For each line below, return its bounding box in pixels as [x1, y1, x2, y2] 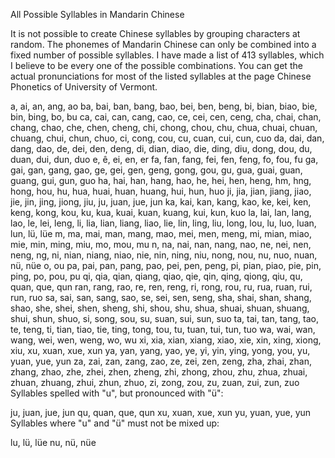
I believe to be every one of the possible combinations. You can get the [10, 60, 303, 71]
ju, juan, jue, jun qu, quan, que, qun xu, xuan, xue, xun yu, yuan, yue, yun [10, 407, 312, 418]
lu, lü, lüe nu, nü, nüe [10, 437, 97, 448]
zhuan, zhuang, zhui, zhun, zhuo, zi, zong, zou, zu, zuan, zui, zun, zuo [10, 377, 300, 388]
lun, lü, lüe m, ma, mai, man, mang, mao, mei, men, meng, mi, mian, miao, [10, 228, 312, 239]
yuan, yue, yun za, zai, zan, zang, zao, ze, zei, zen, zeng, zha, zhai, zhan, [10, 355, 313, 367]
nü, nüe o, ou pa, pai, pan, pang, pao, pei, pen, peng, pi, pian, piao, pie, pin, [10, 260, 322, 271]
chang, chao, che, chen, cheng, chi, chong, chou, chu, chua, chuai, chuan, [10, 122, 318, 133]
